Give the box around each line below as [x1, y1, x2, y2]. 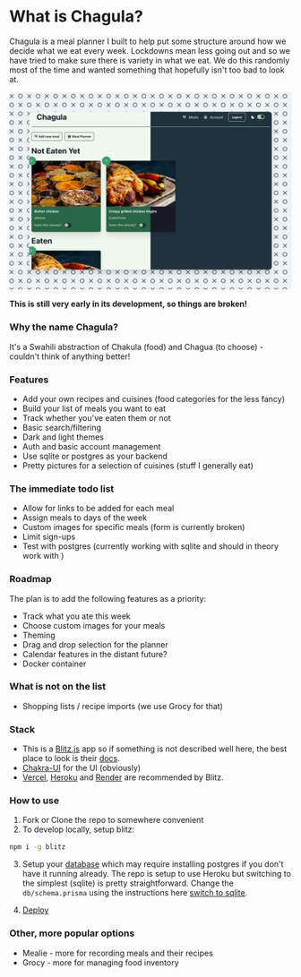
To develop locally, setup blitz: [21, 824, 135, 835]
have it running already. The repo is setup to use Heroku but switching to [21, 869, 291, 879]
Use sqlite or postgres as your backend [21, 450, 168, 461]
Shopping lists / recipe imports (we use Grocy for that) [21, 700, 224, 711]
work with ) [21, 551, 64, 561]
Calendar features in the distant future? [21, 648, 168, 659]
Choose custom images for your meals [21, 620, 166, 630]
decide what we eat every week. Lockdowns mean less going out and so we [9, 45, 291, 56]
